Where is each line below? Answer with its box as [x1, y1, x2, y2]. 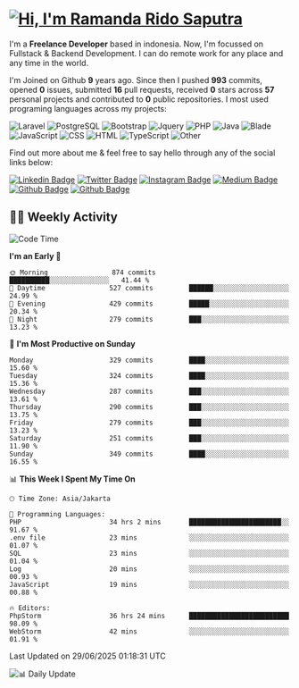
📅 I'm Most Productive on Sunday [9, 338, 136, 348]
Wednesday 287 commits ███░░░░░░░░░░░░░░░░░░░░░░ [9, 387, 290, 396]
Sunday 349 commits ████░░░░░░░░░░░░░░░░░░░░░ [9, 449, 290, 458]
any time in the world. [9, 57, 89, 68]
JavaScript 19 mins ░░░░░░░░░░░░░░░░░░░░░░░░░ [9, 580, 290, 589]
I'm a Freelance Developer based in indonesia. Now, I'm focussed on [9, 38, 264, 49]
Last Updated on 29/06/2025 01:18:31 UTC [9, 650, 167, 661]
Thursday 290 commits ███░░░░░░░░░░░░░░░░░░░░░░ [9, 402, 290, 411]
